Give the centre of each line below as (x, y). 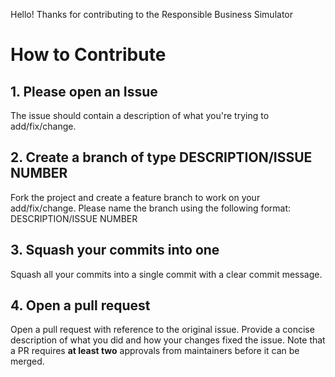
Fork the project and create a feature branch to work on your (135, 197)
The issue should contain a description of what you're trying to (140, 115)
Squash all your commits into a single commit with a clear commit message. (166, 274)
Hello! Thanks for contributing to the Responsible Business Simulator (152, 14)
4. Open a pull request (80, 305)
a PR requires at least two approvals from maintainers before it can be (155, 351)
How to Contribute (88, 55)
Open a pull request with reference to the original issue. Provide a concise (162, 330)
